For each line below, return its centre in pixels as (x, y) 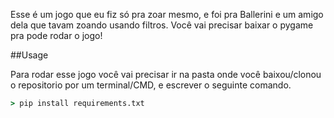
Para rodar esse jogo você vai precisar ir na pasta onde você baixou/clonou (166, 74)
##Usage (29, 55)
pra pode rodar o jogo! (56, 35)
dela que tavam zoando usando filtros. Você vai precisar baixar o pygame (162, 25)
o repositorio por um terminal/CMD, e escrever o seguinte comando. (151, 85)
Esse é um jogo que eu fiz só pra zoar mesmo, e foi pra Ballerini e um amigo (167, 14)
